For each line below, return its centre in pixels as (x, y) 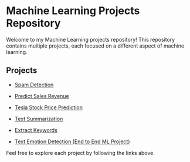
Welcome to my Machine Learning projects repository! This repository (91, 39)
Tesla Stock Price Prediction (49, 107)
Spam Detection (34, 85)
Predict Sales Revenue (42, 96)
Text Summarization (39, 119)
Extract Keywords (36, 130)
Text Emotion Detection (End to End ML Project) (72, 141)
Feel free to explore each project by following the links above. (81, 153)
